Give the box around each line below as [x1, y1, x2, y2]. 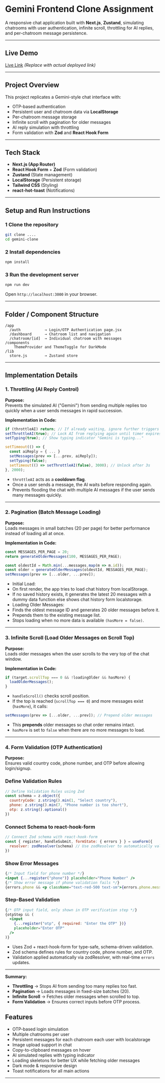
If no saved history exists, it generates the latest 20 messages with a [12, 591, 151, 598]
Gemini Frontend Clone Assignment [5, 3, 154, 15]
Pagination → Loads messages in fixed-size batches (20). [12, 988, 130, 994]
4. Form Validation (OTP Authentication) [5, 743, 103, 750]
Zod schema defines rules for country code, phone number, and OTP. [12, 949, 153, 955]
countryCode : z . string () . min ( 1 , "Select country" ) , [9, 798, 118, 803]
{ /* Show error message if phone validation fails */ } [5, 880, 120, 885]
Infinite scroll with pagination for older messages [12, 119, 111, 125]
